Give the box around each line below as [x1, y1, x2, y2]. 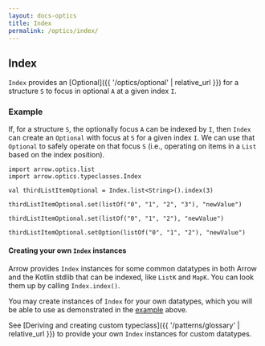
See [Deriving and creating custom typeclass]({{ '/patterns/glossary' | [8, 320, 240, 330]
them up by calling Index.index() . [8, 280, 120, 290]
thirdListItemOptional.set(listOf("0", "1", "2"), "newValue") [8, 214, 225, 223]
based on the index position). [8, 150, 105, 160]
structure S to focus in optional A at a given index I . [8, 86, 177, 96]
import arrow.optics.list [8, 165, 95, 173]
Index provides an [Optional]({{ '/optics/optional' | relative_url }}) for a [8, 78, 239, 88]
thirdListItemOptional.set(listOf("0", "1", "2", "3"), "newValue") [8, 201, 243, 209]
